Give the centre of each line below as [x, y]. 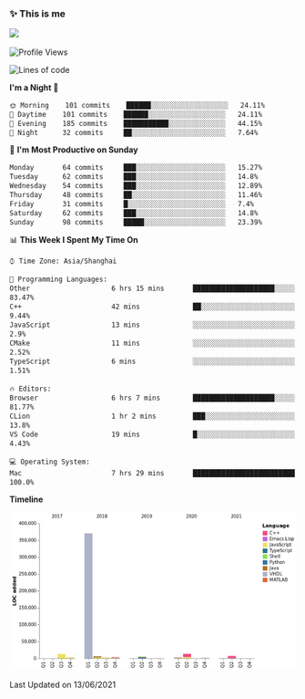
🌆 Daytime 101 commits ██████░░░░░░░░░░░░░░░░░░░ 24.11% [136, 115]
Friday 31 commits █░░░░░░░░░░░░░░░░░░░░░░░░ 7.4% [132, 204]
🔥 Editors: [30, 389]
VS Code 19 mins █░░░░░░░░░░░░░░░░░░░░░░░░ [152, 435]
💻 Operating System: [50, 462]
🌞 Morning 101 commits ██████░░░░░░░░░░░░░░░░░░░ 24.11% [137, 106]
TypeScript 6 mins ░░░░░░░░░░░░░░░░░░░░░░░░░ [152, 362]
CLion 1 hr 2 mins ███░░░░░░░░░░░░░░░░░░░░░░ [152, 417]
